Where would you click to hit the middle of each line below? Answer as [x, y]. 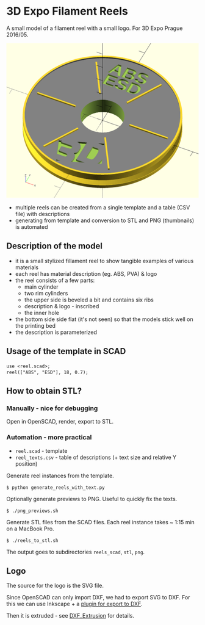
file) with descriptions [42, 214]
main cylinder [41, 287]
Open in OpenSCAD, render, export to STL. [60, 422]
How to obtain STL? [44, 391]
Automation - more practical [49, 438]
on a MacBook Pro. [30, 529]
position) [26, 464]
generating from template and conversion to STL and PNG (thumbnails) [105, 220]
